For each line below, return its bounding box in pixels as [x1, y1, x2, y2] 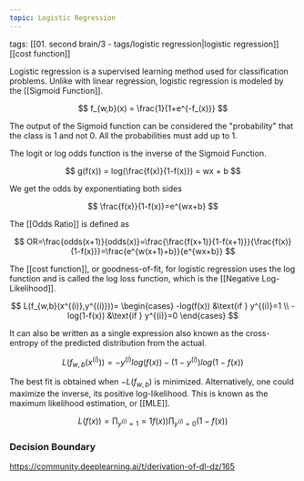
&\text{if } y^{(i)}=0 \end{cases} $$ [106, 310, 239, 321]
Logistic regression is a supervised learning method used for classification [9, 66, 289, 77]
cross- [245, 327, 270, 338]
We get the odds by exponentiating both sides [9, 183, 182, 194]
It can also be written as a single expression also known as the [9, 327, 244, 338]
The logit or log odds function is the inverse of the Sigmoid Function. [9, 148, 267, 159]
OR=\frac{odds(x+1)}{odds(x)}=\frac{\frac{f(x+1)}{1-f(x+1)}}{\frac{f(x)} [26, 236, 292, 247]
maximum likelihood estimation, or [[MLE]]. [9, 397, 170, 408]
